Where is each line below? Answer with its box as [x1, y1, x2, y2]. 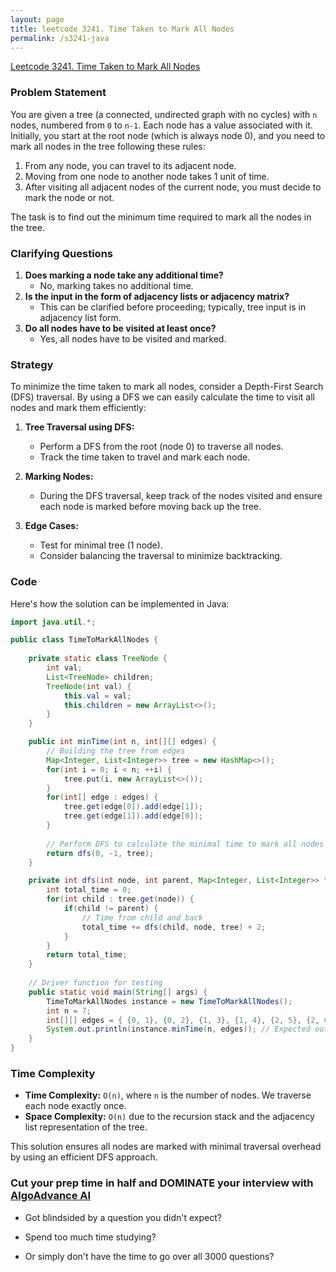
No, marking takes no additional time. [39, 279, 194, 291]
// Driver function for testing [28, 978, 163, 988]
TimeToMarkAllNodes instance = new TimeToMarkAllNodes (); [46, 996, 293, 1006]
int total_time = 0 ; [46, 885, 132, 895]
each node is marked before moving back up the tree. [39, 501, 262, 513]
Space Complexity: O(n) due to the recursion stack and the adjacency [24, 1111, 315, 1123]
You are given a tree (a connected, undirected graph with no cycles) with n [10, 108, 318, 120]
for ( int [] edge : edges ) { [46, 792, 159, 803]
